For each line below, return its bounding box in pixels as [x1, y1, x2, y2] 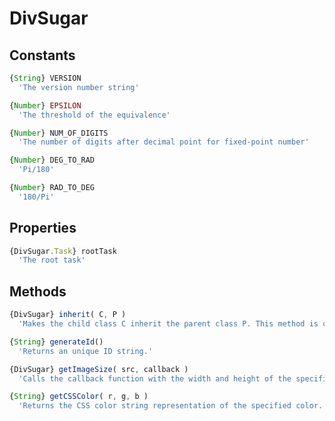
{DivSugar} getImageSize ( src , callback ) [9, 364, 189, 374]
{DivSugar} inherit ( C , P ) [9, 310, 127, 320]
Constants [9, 47, 76, 64]
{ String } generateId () [9, 337, 104, 347]
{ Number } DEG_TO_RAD [9, 155, 96, 166]
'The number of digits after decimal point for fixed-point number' [18, 137, 310, 147]
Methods [9, 283, 67, 300]
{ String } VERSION [9, 73, 82, 83]
